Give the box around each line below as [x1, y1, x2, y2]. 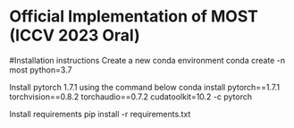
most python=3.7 [9, 64, 72, 75]
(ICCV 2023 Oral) [9, 25, 140, 46]
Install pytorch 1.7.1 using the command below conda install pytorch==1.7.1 [9, 81, 280, 92]
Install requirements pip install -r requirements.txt [9, 108, 191, 119]
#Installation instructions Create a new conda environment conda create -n [9, 55, 286, 65]
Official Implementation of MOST [9, 6, 259, 27]
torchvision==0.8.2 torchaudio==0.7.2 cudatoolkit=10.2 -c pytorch [9, 91, 253, 102]
